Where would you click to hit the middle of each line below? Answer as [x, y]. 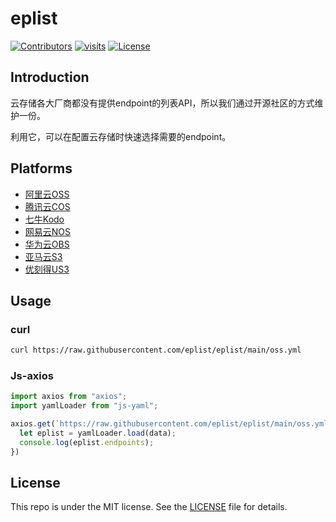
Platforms [41, 168]
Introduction [50, 77]
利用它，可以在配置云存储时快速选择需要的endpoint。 [121, 136]
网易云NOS [48, 231]
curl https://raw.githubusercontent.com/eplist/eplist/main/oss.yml [156, 350]
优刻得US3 [47, 269]
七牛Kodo [44, 219]
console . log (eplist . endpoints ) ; [87, 442]
